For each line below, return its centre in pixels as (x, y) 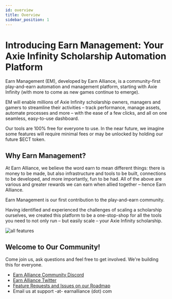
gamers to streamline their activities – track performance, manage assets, (83, 108)
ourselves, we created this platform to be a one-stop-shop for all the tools (83, 215)
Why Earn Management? (46, 156)
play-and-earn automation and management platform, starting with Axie (81, 87)
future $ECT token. (25, 139)
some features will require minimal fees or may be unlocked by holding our (84, 134)
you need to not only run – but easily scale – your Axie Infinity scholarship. (84, 221)
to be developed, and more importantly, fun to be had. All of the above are (84, 179)
